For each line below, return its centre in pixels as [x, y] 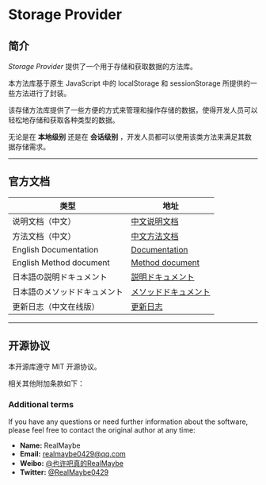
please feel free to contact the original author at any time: [102, 429]
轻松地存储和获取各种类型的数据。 [64, 120]
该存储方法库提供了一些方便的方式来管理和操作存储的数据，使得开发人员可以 [133, 110]
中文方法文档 [155, 236]
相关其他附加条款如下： [46, 383]
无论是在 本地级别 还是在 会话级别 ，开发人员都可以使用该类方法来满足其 [127, 137]
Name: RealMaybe [50, 445]
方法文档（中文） [44, 236]
